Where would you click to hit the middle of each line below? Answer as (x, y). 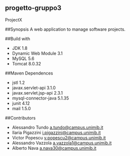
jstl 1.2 (18, 82)
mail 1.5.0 (21, 108)
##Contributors (20, 118)
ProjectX (14, 19)
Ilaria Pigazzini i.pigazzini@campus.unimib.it (56, 132)
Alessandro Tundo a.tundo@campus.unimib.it (57, 127)
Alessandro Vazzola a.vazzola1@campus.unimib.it (62, 143)
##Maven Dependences (29, 73)
